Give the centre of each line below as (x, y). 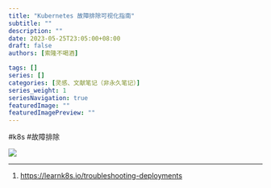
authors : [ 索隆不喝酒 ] (44, 53)
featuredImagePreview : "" (52, 113)
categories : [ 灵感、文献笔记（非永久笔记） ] (74, 83)
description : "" (35, 31)
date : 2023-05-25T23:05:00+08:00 (65, 38)
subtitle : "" (30, 23)
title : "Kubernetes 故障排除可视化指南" (72, 16)
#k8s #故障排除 (34, 137)
